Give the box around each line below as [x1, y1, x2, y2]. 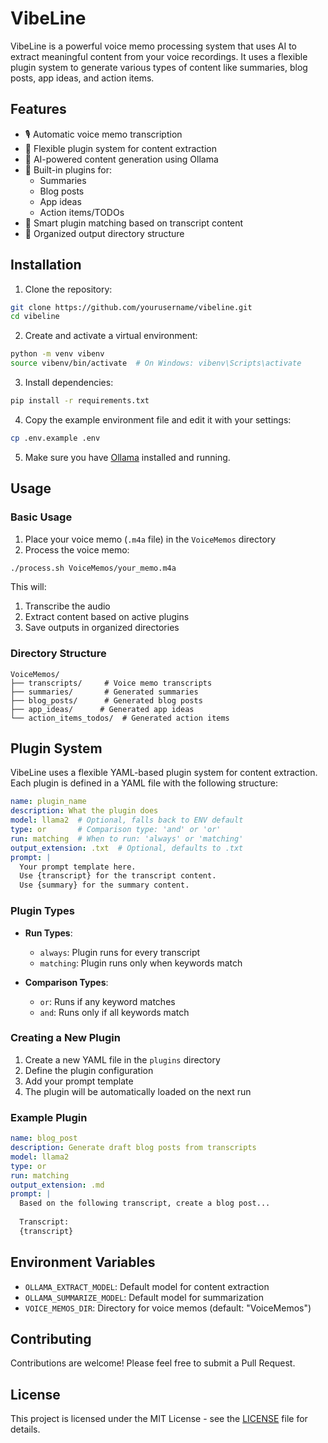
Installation [10, 257, 82, 274]
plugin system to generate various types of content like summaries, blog [10, 61, 308, 73]
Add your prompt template [24, 1075, 134, 1087]
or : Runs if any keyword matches [39, 995, 176, 1007]
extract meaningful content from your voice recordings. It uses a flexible [10, 50, 308, 62]
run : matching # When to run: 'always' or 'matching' [10, 833, 244, 844]
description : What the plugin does [10, 806, 159, 816]
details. [10, 1423, 41, 1436]
